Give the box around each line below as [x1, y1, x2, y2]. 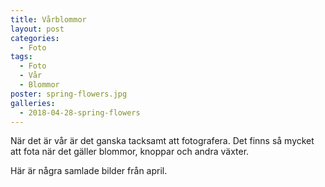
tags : [10, 52, 33, 62]
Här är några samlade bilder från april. [10, 165, 168, 177]
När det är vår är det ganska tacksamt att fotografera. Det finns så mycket [10, 135, 315, 147]
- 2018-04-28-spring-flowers [19, 107, 141, 118]
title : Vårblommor [10, 14, 87, 25]
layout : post [10, 24, 65, 34]
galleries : [10, 98, 56, 108]
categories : [10, 33, 60, 43]
